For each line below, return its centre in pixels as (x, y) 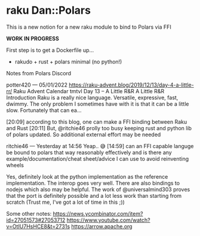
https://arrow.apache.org (102, 226)
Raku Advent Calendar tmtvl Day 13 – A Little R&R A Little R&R (89, 91)
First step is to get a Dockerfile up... (50, 50)
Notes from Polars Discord (39, 73)
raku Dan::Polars (49, 10)
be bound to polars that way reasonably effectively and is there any (89, 152)
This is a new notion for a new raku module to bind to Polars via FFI (89, 27)
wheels (15, 165)
